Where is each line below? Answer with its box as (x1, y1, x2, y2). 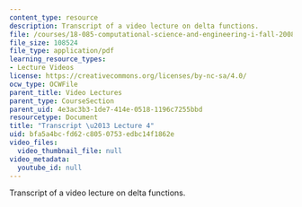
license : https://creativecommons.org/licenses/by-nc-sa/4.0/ (9, 72, 247, 81)
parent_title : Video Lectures (9, 88, 123, 97)
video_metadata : (9, 154, 70, 164)
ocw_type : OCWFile (9, 80, 78, 89)
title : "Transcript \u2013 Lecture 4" (9, 122, 155, 131)
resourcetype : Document (9, 113, 99, 122)
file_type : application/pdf (9, 47, 115, 56)
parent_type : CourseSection (9, 96, 115, 106)
